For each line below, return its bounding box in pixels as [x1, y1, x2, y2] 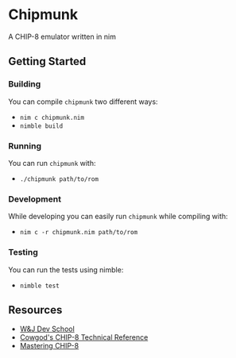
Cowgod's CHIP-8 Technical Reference [19, 333, 149, 342]
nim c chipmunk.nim [19, 114, 85, 121]
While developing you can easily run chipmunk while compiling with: [8, 212, 228, 221]
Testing [8, 247, 38, 258]
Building [8, 79, 41, 90]
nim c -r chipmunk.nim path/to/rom [19, 229, 138, 237]
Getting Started [8, 55, 87, 68]
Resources [8, 303, 63, 317]
